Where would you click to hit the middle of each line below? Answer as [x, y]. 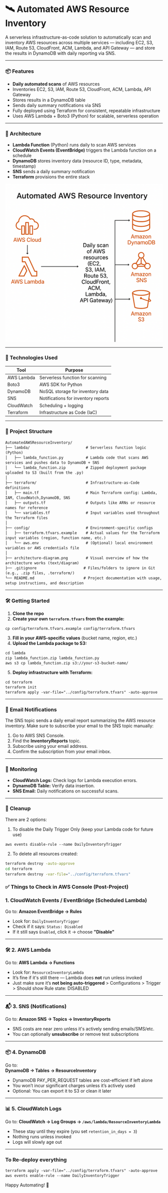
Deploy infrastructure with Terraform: [52, 672]
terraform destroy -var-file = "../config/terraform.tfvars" [68, 874]
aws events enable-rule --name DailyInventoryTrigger [62, 1176]
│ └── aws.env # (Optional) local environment [79, 543]
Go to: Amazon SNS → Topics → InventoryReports [58, 1019]
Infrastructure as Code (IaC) [68, 412]
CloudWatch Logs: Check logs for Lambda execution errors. [75, 780]
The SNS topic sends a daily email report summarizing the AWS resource [80, 721]
